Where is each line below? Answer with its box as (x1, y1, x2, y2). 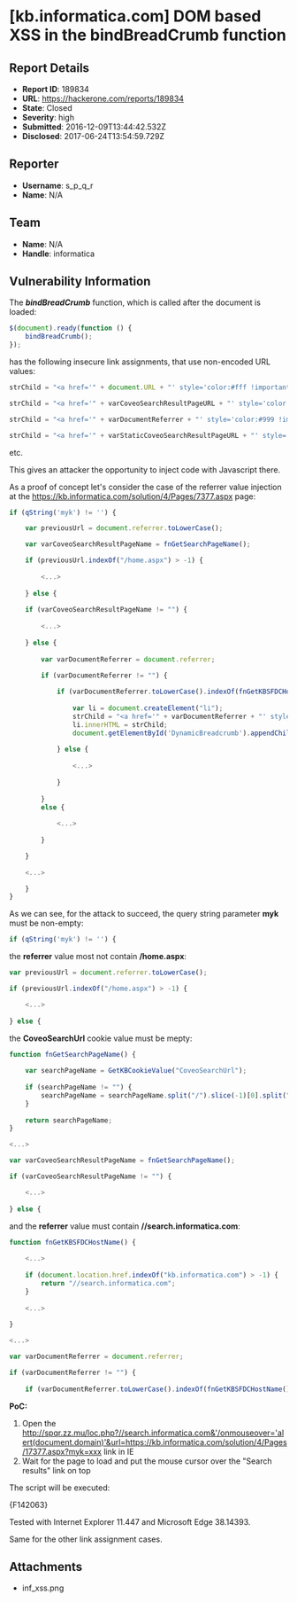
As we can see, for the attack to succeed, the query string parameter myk (9, 909, 279, 919)
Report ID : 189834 (21, 84, 90, 94)
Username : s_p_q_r (21, 180, 94, 191)
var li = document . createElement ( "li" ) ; (72, 704, 224, 713)
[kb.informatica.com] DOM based (9, 6, 262, 27)
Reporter (9, 157, 59, 172)
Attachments (9, 1559, 83, 1575)
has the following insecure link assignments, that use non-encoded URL (9, 356, 271, 367)
